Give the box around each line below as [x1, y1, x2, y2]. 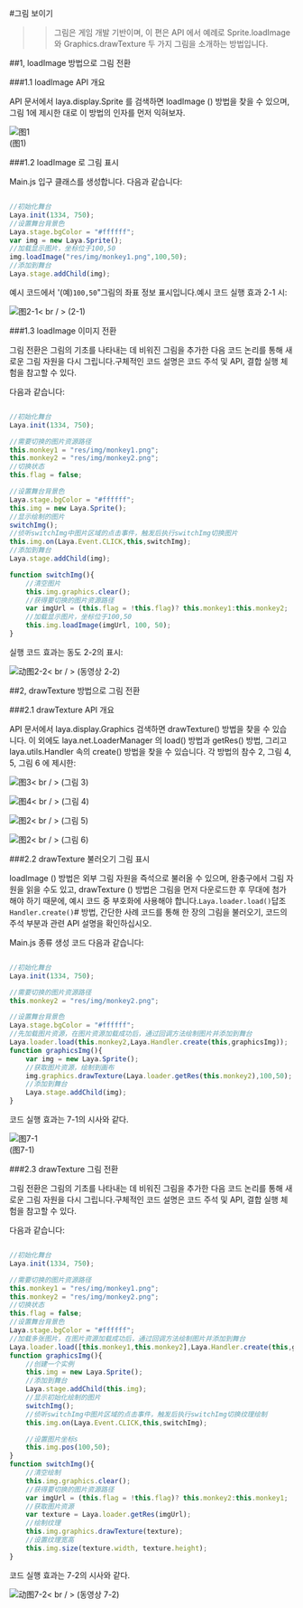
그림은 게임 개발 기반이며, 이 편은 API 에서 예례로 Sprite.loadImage [53, 27, 291, 38]
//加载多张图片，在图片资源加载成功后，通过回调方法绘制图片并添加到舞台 [9, 1334, 246, 1343]
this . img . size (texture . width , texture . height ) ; [25, 1544, 207, 1553]
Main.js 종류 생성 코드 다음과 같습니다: [9, 936, 144, 947]
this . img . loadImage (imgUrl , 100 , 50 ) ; [25, 621, 171, 630]
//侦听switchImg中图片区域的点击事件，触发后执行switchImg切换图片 [9, 529, 238, 538]
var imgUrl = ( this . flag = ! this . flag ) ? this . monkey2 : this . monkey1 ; [25, 1493, 289, 1502]
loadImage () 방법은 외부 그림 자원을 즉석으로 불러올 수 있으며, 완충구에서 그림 [9, 872, 285, 883]
